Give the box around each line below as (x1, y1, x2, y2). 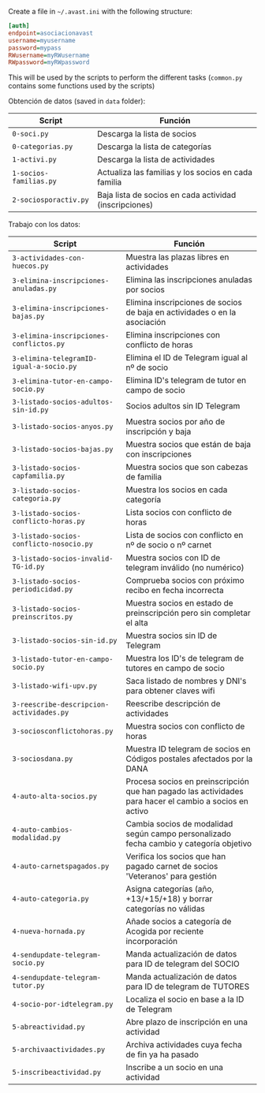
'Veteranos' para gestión (125, 871, 217, 882)
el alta (125, 617, 148, 629)
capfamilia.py (12, 472, 65, 480)
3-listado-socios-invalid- (12, 554, 114, 563)
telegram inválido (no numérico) (125, 562, 244, 573)
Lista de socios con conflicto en (125, 530, 244, 541)
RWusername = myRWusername (8, 51, 90, 59)
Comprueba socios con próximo (125, 575, 244, 586)
